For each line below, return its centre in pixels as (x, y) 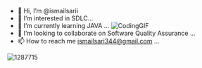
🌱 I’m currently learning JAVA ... (63, 26)
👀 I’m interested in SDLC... (55, 18)
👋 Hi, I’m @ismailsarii (48, 11)
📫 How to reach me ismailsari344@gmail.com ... (88, 41)
